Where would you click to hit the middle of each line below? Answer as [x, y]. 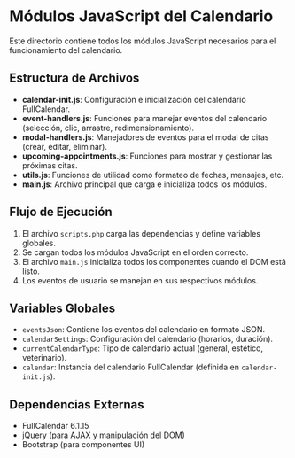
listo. [31, 271]
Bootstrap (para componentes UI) [83, 445]
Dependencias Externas [77, 404]
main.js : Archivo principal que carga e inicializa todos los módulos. [144, 184]
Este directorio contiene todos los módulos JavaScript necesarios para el [143, 41]
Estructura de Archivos [74, 78]
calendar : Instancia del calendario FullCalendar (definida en [131, 367]
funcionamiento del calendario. [66, 50]
